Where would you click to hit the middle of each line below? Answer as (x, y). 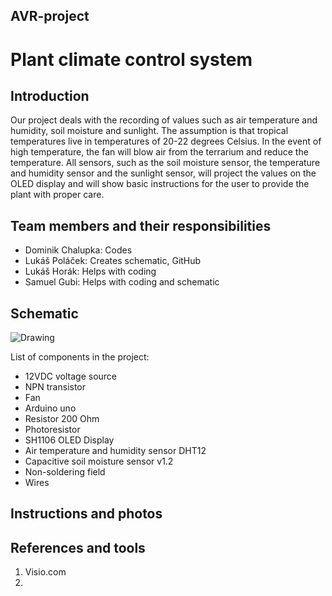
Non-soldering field (65, 472)
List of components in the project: (80, 357)
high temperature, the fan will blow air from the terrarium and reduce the (159, 152)
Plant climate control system (131, 59)
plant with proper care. (57, 195)
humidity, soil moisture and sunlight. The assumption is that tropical (149, 131)
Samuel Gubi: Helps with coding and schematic (122, 282)
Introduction (50, 95)
